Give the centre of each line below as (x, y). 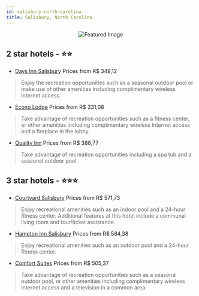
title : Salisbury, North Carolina (49, 17)
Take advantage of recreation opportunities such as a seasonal (99, 275)
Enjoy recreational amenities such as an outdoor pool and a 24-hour (105, 245)
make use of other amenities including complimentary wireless (98, 89)
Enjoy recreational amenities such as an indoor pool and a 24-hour (103, 209)
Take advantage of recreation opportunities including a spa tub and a (106, 155)
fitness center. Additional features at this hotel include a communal (103, 216)
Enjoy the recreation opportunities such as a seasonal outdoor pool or (107, 83)
